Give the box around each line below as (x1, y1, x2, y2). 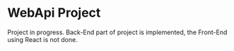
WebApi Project (7, 5, 101, 21)
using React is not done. (7, 35, 78, 43)
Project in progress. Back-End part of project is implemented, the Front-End (7, 28, 228, 36)
